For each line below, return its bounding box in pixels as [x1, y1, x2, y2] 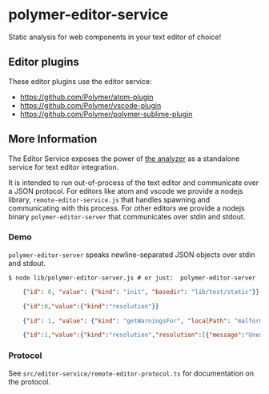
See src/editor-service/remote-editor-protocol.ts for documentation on [8, 368, 255, 378]
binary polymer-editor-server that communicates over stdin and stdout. [8, 211, 246, 221]
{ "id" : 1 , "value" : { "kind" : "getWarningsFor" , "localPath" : [22, 316, 231, 325]
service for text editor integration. [8, 162, 119, 171]
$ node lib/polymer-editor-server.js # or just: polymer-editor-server [8, 274, 256, 282]
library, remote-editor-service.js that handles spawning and [8, 195, 211, 204]
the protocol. [8, 376, 50, 386]
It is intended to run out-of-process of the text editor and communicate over [8, 178, 259, 187]
